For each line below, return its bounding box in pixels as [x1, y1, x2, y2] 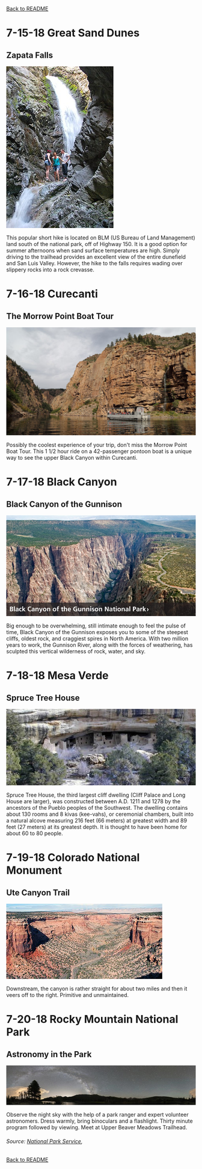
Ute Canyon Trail [6, 887, 70, 898]
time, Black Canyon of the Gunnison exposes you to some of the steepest [6, 629, 188, 636]
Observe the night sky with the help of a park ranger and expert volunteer [6, 1111, 189, 1118]
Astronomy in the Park [6, 1049, 92, 1060]
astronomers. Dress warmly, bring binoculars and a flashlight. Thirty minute [6, 1117, 194, 1124]
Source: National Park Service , [6, 1137, 83, 1145]
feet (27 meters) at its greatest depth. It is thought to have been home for [6, 824, 188, 831]
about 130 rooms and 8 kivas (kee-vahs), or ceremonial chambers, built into [6, 810, 194, 818]
